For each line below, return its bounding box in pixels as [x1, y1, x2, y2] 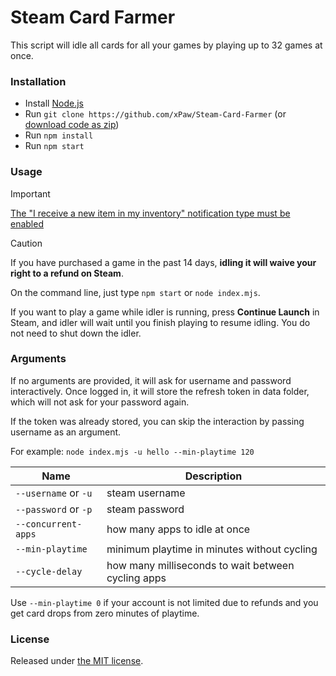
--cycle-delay [15, 566, 83, 577]
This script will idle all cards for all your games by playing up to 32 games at [10, 39, 323, 51]
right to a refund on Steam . [10, 267, 124, 279]
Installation [10, 74, 67, 88]
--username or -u [15, 486, 93, 500]
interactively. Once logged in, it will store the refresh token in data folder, [10, 385, 310, 397]
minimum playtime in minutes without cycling [106, 542, 318, 556]
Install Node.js [24, 97, 84, 110]
